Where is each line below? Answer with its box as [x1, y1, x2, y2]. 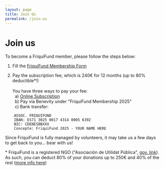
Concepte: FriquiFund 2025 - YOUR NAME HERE [14, 126, 107, 131]
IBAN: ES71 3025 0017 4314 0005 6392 [14, 118, 91, 122]
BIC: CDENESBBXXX [14, 122, 50, 127]
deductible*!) [12, 78, 39, 84]
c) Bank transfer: [14, 104, 49, 110]
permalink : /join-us [5, 16, 48, 21]
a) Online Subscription [14, 94, 60, 99]
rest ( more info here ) [5, 160, 47, 166]
